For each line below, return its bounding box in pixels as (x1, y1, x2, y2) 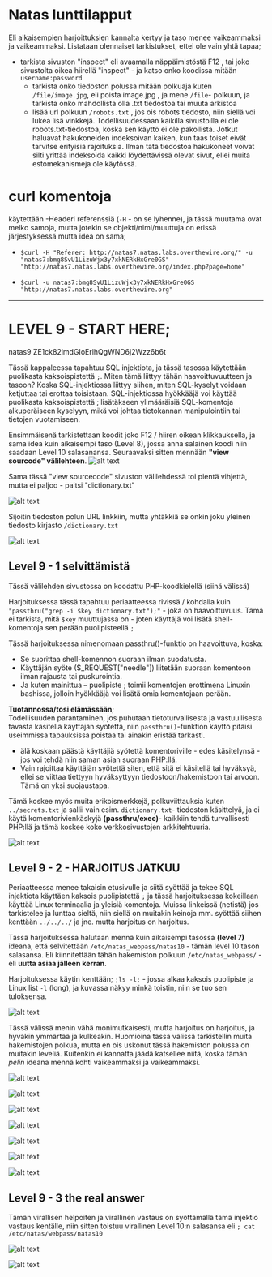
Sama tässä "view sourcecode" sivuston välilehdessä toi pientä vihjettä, (8, 471, 248, 481)
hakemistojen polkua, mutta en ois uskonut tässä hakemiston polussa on (8, 1040, 249, 1050)
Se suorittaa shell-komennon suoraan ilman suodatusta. (19, 654, 206, 664)
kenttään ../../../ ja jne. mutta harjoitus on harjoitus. (8, 917, 189, 927)
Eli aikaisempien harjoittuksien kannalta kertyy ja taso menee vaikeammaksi (8, 32, 261, 42)
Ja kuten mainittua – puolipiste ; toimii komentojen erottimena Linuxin (19, 680, 251, 690)
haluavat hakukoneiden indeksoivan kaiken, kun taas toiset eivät (32, 132, 247, 143)
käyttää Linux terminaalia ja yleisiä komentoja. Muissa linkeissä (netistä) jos (8, 900, 259, 909)
